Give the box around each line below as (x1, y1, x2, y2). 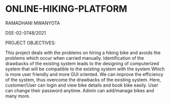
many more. (5, 93, 30, 99)
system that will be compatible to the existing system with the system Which (5, 66, 165, 72)
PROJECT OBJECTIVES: (5, 39, 56, 46)
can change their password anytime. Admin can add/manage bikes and (5, 87, 154, 93)
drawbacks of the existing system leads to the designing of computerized (5, 60, 159, 66)
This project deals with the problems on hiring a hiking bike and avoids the (5, 49, 161, 56)
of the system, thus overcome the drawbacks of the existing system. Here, (5, 76, 161, 83)
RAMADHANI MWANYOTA (5, 20, 60, 26)
